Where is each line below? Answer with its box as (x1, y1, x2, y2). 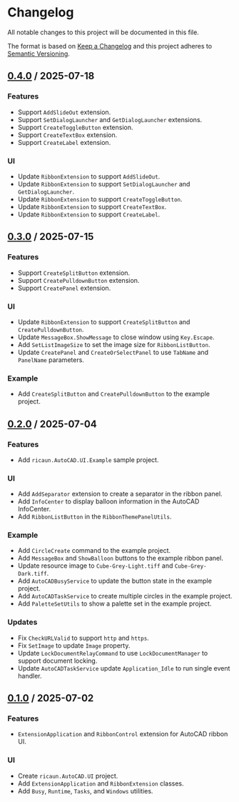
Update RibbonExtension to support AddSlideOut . (17, 172, 161, 181)
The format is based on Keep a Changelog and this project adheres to (7, 41, 213, 50)
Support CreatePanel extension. (17, 284, 111, 292)
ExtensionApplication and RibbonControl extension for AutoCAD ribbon (17, 730, 228, 738)
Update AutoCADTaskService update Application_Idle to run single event (17, 663, 230, 672)
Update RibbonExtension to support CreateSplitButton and (17, 317, 190, 326)
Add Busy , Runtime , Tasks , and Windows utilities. (17, 786, 153, 795)
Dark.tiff (17, 571, 48, 578)
